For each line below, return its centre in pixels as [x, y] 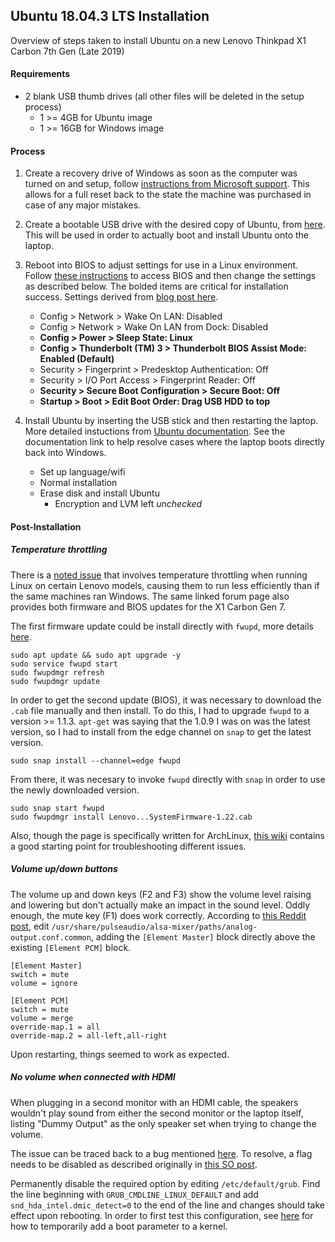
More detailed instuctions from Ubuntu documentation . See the [155, 431]
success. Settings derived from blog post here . [121, 297]
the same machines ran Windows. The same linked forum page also [150, 596]
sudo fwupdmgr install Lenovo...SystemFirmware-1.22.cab [131, 817]
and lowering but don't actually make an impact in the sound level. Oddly [160, 905]
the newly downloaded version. [75, 790]
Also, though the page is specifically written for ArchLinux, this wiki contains [167, 835]
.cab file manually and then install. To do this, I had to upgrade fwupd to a [160, 710]
